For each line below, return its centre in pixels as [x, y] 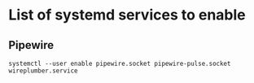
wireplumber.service [44, 71]
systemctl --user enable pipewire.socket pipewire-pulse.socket [120, 63]
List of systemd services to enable [127, 15]
